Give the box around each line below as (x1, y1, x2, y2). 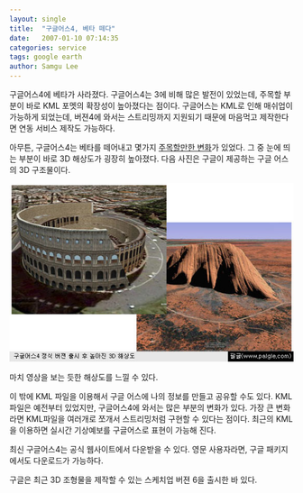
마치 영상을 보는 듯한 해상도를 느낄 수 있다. (9, 372, 159, 383)
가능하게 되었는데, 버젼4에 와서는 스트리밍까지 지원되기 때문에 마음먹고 (9, 112, 258, 122)
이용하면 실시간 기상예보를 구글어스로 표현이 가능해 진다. (18, 425, 216, 436)
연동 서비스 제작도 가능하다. (18, 123, 115, 133)
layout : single (9, 14, 67, 23)
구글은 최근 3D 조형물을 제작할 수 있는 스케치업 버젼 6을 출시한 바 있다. (9, 474, 258, 486)
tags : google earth (9, 52, 83, 62)
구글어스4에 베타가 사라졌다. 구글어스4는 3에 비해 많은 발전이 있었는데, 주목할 (9, 89, 282, 99)
